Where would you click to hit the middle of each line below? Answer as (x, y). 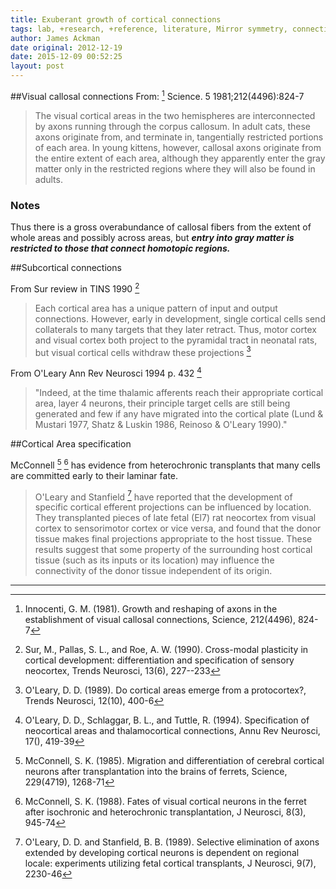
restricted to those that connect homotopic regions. (120, 248)
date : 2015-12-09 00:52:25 (66, 57)
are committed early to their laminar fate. (94, 475)
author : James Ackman (55, 38)
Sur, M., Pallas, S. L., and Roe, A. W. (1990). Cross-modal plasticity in (166, 650)
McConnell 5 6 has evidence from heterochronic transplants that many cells (165, 464)
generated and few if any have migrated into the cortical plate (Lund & (179, 413)
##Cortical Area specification (71, 443)
